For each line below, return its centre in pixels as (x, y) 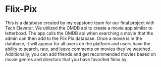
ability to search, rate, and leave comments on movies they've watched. (79, 49)
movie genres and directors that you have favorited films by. (66, 59)
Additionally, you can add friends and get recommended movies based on (80, 54)
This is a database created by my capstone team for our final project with (80, 23)
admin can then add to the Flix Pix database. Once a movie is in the (74, 38)
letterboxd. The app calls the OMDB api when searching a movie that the (79, 33)
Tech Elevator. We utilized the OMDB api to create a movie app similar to (79, 28)
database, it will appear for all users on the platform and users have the (78, 43)
